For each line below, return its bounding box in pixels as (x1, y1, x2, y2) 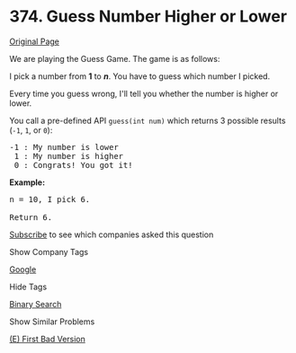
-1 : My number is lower (9, 142, 119, 152)
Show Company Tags (9, 246, 88, 257)
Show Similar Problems (9, 316, 95, 327)
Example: (9, 177, 46, 188)
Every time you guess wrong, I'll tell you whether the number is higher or (9, 88, 279, 99)
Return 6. (9, 212, 52, 222)
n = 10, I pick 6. (9, 194, 91, 204)
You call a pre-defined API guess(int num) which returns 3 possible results (9, 115, 286, 126)
